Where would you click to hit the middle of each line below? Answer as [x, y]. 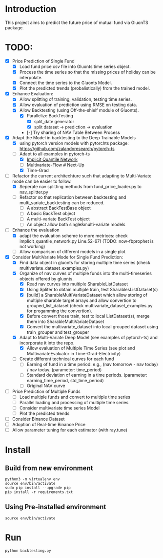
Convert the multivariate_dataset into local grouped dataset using [92, 327]
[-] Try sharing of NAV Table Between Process [73, 132]
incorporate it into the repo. [47, 343]
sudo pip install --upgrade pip [38, 488]
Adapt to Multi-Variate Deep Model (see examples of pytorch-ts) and [88, 338]
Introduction [31, 9]
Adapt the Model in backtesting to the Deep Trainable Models [74, 137]
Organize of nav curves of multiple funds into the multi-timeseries [86, 273]
